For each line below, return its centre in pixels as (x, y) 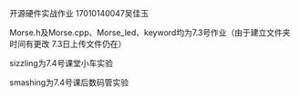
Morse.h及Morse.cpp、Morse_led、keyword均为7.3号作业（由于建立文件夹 (150, 33)
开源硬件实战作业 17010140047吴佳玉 (79, 13)
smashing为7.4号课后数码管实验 (69, 82)
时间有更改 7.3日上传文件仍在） (68, 44)
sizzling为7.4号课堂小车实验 (62, 63)
